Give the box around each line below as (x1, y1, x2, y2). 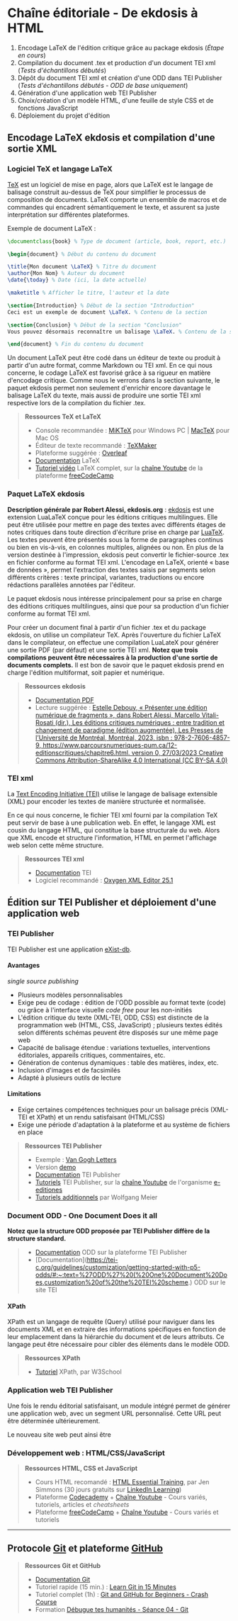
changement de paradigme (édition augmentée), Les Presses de (35, 725, 223, 734)
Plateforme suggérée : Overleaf (35, 448, 127, 458)
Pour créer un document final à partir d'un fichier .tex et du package (7, 623, 207, 631)
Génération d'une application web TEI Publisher (17, 89, 157, 97)
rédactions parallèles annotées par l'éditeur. (7, 580, 136, 589)
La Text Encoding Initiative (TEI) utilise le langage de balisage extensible (7, 789, 218, 798)
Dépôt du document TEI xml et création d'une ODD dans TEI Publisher (17, 73, 222, 82)
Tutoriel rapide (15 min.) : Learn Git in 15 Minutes (35, 1582, 177, 1591)
